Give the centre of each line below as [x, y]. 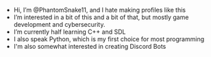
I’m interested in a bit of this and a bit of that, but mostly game [101, 17]
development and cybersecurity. [59, 24]
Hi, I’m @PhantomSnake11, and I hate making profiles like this [100, 10]
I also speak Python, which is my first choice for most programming [109, 39]
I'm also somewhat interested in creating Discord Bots [90, 46]
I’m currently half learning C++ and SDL [70, 32]
